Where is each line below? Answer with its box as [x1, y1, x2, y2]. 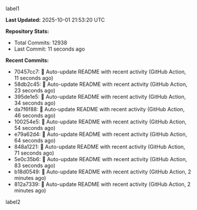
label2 [5, 198, 21, 205]
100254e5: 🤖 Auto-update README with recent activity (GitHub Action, [14, 118, 187, 125]
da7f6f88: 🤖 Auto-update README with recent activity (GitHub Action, [14, 106, 185, 112]
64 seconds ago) [14, 137, 56, 144]
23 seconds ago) [14, 87, 55, 94]
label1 [5, 5, 20, 12]
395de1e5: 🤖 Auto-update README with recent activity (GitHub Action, [14, 94, 186, 100]
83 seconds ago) [14, 162, 55, 169]
